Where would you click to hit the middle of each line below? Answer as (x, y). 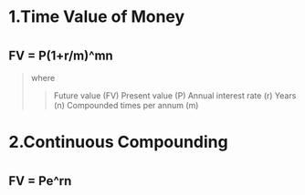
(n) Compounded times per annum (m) (126, 105)
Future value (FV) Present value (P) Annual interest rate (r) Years (175, 95)
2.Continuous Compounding (119, 142)
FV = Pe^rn (40, 181)
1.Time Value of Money (97, 17)
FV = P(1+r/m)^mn (61, 56)
